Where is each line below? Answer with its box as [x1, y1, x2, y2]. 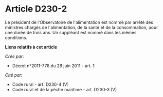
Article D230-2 [5, 3, 67, 14]
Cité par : [5, 72, 23, 78]
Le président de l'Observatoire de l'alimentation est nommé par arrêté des [5, 19, 153, 25]
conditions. [5, 35, 28, 41]
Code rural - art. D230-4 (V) [12, 81, 69, 87]
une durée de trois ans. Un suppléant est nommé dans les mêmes [5, 29, 137, 35]
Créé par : [5, 53, 24, 59]
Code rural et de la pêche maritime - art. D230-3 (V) [12, 86, 117, 92]
